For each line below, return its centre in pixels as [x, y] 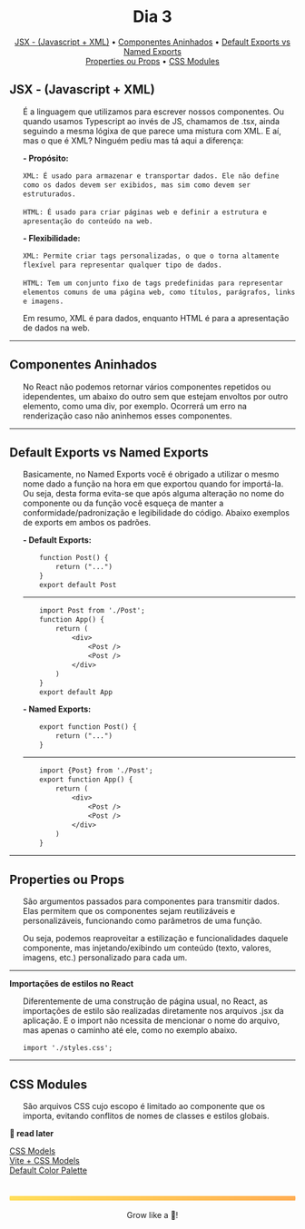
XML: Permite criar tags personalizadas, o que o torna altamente [151, 256]
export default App [76, 693]
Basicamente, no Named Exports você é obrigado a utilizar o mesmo [151, 475]
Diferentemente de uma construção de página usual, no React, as [145, 1001]
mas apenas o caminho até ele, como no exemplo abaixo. [130, 1030]
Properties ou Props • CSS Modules [152, 61]
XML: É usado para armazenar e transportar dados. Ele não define [151, 176]
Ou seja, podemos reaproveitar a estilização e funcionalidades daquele [155, 939]
